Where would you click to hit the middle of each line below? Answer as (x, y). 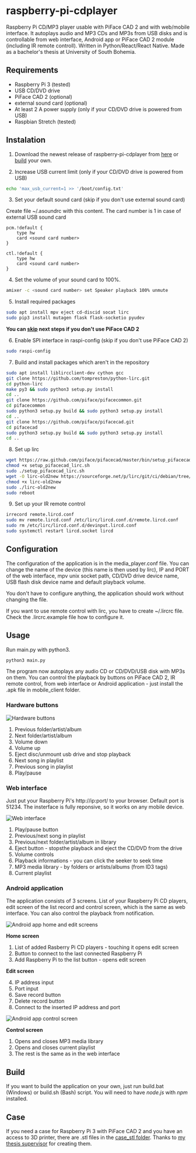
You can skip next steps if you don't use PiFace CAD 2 (73, 329)
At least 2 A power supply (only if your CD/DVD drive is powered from (98, 109)
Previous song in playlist (44, 766)
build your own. (33, 160)
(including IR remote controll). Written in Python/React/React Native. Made (95, 46)
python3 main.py (26, 660)
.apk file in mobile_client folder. (43, 690)
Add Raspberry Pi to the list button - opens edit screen (80, 960)
